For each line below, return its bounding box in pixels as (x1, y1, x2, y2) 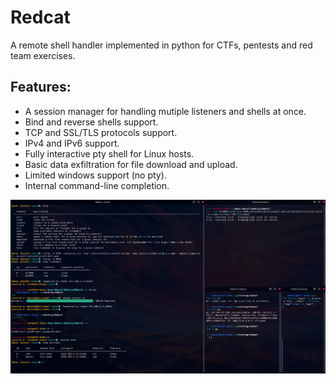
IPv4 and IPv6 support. (24, 137, 120, 149)
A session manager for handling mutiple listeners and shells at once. (24, 105, 307, 117)
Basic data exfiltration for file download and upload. (24, 158, 238, 170)
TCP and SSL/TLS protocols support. (24, 126, 178, 138)
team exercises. (10, 49, 76, 61)
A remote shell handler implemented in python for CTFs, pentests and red (10, 39, 313, 51)
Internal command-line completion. (24, 179, 170, 191)
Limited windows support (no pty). (24, 169, 167, 181)
